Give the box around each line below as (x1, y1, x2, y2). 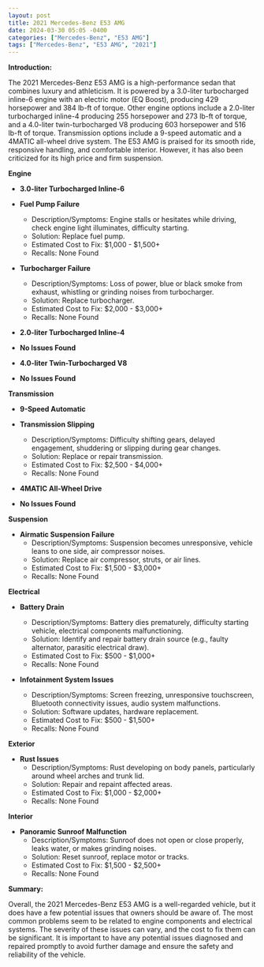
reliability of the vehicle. (8, 950, 86, 960)
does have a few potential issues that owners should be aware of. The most (8, 908, 254, 917)
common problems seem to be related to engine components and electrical (8, 916, 252, 926)
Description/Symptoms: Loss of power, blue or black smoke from (31, 279, 243, 288)
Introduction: (8, 62, 53, 72)
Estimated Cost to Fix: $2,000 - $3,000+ (31, 304, 163, 314)
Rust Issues (19, 754, 59, 764)
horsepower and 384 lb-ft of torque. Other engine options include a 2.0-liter (8, 103, 255, 113)
